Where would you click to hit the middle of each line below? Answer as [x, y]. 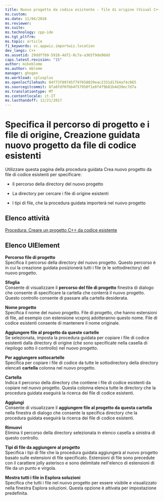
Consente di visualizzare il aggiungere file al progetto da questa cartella [79, 407]
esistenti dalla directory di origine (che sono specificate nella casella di [76, 343]
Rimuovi [14, 427]
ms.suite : [15, 28]
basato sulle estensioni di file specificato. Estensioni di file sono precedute [80, 457]
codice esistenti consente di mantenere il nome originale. [62, 323]
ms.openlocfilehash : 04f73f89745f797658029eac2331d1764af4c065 [71, 82]
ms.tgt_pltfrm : [20, 37]
